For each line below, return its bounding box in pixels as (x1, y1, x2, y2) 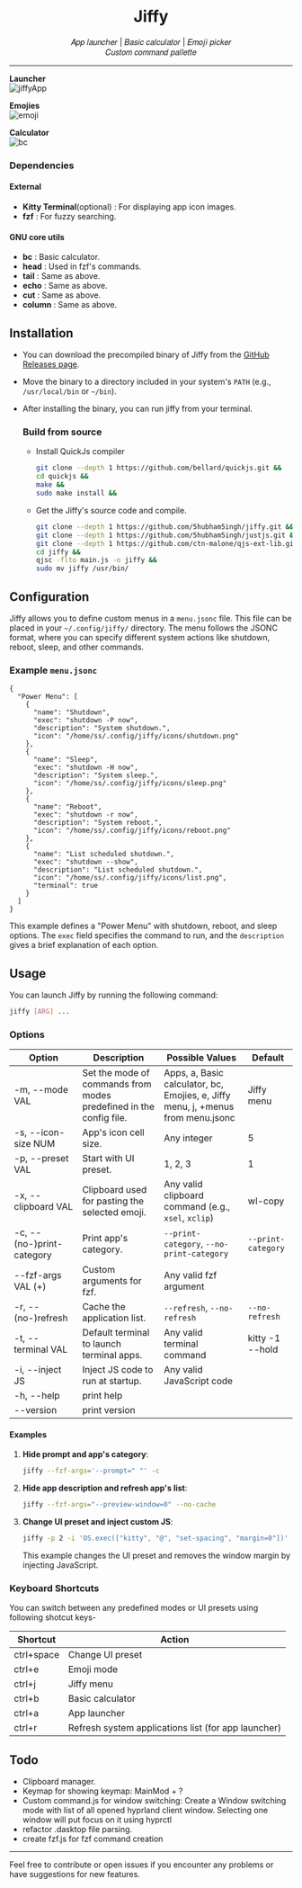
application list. (82, 1311, 147, 1324)
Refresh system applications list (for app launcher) (67, 1722, 281, 1734)
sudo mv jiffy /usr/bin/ (35, 564, 129, 573)
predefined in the (82, 1100, 155, 1113)
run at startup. (82, 1374, 142, 1387)
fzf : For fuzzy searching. (22, 211, 117, 222)
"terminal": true (32, 881, 99, 890)
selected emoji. (82, 1206, 147, 1219)
